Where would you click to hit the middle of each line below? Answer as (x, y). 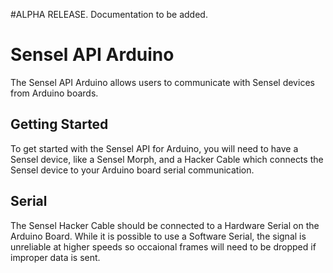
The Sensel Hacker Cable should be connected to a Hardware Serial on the (165, 225)
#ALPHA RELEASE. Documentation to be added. (109, 14)
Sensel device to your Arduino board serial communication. (132, 170)
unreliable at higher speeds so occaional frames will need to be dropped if (163, 246)
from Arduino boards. (54, 93)
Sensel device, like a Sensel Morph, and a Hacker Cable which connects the (167, 159)
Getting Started (59, 124)
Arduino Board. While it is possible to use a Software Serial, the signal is (158, 236)
